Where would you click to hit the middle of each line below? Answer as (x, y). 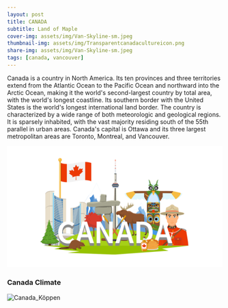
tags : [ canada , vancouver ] (45, 58)
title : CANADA (27, 22)
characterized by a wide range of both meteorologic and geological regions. (114, 114)
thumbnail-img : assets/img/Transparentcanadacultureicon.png (96, 43)
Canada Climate (34, 283)
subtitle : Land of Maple (42, 29)
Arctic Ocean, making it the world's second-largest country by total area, (110, 92)
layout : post (26, 14)
